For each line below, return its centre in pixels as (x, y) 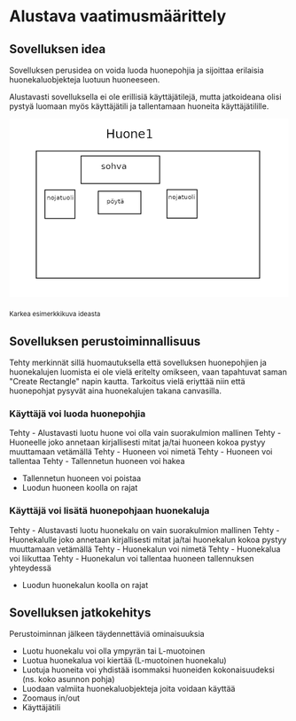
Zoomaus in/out (51, 698)
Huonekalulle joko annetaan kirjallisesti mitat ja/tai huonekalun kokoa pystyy (148, 539)
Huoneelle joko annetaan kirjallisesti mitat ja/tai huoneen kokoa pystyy (137, 442)
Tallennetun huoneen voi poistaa (82, 478)
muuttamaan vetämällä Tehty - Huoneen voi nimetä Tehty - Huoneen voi (141, 452)
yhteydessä (30, 568)
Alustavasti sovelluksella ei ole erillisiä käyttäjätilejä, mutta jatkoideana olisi (145, 97)
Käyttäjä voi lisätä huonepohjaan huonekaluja (109, 511)
